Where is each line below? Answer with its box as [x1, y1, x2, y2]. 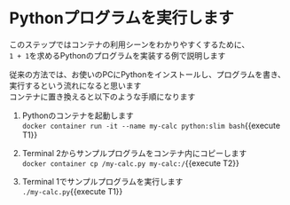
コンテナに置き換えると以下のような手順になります [9, 91, 196, 102]
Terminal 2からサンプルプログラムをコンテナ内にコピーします [21, 147, 247, 158]
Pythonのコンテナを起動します [21, 110, 135, 121]
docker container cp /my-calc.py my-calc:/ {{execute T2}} [21, 157, 239, 169]
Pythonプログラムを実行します [9, 8, 234, 28]
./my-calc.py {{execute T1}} [21, 185, 123, 196]
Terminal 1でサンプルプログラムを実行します [21, 176, 184, 186]
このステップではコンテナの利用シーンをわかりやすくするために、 [9, 39, 250, 50]
